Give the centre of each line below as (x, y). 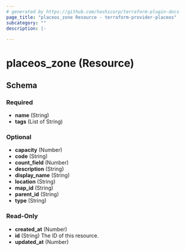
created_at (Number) (41, 229)
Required (20, 102)
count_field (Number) (42, 163)
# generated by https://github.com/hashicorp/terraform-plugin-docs (93, 12)
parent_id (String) (37, 194)
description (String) (39, 169)
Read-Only (22, 216)
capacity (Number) (38, 150)
